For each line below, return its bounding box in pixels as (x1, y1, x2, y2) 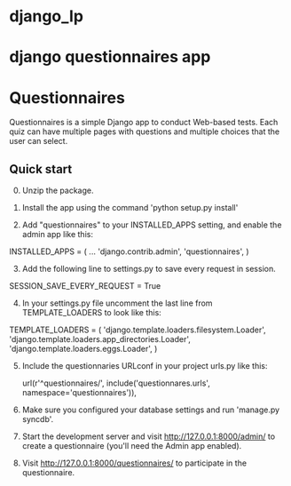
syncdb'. (21, 414, 54, 425)
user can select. (9, 136, 68, 147)
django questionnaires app (9, 47, 211, 68)
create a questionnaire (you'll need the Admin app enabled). (21, 441, 242, 451)
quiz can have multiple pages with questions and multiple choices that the (9, 126, 280, 137)
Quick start (9, 162, 73, 177)
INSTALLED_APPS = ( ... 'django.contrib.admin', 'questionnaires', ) (9, 246, 250, 257)
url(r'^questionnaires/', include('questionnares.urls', (21, 378, 210, 388)
